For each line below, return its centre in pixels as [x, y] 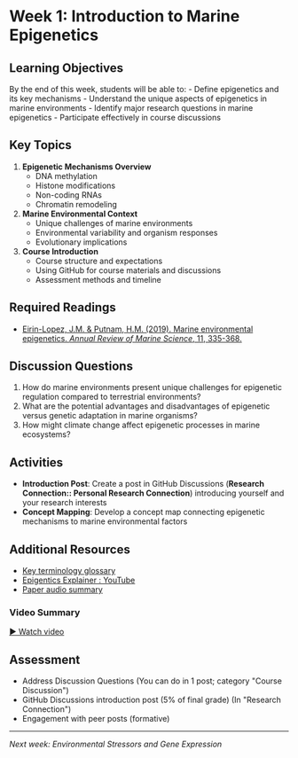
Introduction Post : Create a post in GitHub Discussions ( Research [143, 484]
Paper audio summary [63, 590]
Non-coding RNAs [69, 195]
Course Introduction [60, 251]
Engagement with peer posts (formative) [96, 719]
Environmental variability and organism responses [126, 232]
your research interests [64, 503]
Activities [36, 462]
